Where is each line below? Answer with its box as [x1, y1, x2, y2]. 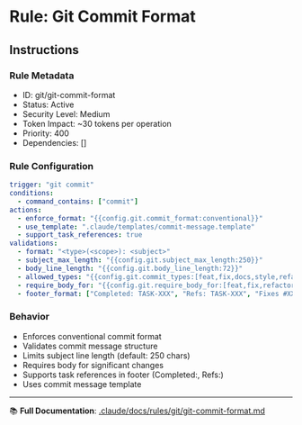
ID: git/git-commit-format [22, 89, 116, 100]
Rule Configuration [9, 159, 94, 172]
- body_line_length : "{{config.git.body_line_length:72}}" [17, 264, 244, 273]
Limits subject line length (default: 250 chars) [22, 349, 191, 361]
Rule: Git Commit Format [9, 6, 196, 27]
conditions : [9, 189, 54, 198]
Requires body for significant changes [22, 359, 164, 370]
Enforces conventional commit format [22, 330, 162, 341]
